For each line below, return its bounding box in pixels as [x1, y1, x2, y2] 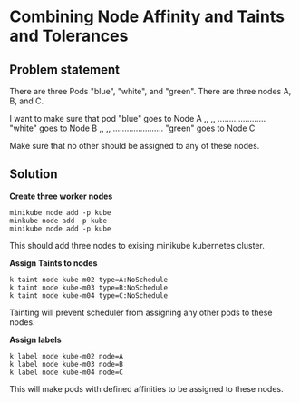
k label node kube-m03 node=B [9, 359, 124, 369]
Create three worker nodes [9, 191, 113, 201]
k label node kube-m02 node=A [9, 351, 124, 360]
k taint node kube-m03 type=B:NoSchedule [9, 283, 169, 292]
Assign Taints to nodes [9, 257, 98, 269]
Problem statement [9, 62, 121, 77]
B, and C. [9, 95, 44, 106]
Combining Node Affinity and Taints [9, 6, 285, 27]
